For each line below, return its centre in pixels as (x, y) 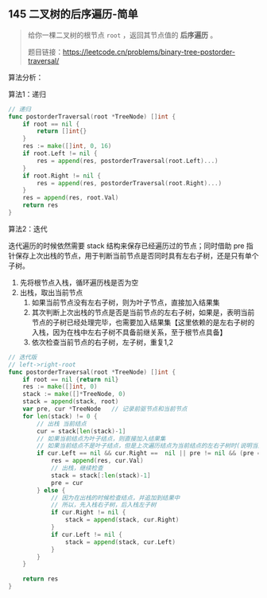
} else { (51, 490)
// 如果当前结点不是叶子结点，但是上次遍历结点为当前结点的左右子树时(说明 (145, 446)
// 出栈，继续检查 (77, 468)
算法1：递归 (27, 94)
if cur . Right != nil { (88, 513)
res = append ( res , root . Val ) (71, 198)
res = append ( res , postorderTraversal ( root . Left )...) (128, 161)
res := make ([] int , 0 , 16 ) (67, 146)
